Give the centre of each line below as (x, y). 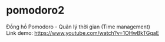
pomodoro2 (35, 10)
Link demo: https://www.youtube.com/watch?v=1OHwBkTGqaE (83, 33)
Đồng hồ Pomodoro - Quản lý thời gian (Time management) (78, 27)
